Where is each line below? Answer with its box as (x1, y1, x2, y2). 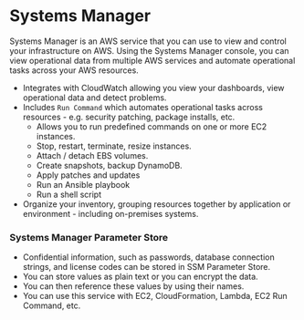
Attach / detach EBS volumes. (36, 150, 149, 160)
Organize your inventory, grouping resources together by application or (22, 198, 291, 210)
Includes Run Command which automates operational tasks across (22, 101, 263, 112)
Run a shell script (36, 189, 102, 200)
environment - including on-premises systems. (22, 208, 199, 219)
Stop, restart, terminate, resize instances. (36, 140, 192, 151)
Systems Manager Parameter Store (9, 231, 169, 243)
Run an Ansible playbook (36, 179, 131, 190)
